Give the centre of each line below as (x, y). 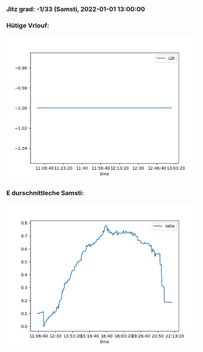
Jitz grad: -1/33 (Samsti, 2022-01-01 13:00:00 (76, 9)
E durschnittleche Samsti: (45, 193)
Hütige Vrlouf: (28, 25)
